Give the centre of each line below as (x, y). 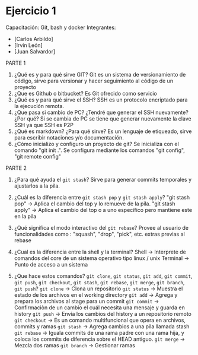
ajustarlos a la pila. (37, 186)
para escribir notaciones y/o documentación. (69, 137)
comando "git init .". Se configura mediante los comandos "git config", (99, 150)
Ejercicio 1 (31, 11)
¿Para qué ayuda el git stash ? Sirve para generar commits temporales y (103, 179)
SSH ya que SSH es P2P (44, 125)
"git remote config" (38, 156)
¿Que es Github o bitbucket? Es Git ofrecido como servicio (86, 93)
